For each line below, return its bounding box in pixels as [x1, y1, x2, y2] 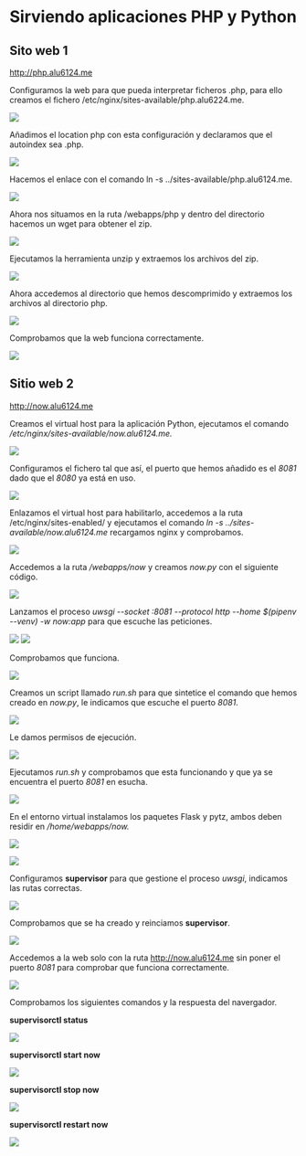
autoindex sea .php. [9, 139, 84, 150]
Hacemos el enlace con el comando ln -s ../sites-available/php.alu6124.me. [9, 174, 293, 185]
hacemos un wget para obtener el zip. [9, 218, 153, 229]
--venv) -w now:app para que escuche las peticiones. [9, 615, 213, 627]
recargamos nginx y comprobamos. [109, 526, 244, 537]
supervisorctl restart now [9, 1119, 109, 1129]
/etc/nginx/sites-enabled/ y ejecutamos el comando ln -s [9, 516, 224, 527]
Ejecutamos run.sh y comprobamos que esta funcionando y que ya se [9, 766, 273, 778]
